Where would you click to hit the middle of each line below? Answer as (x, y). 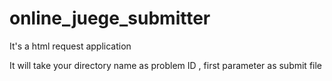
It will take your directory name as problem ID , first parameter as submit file (166, 65)
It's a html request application (70, 46)
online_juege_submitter (110, 18)
